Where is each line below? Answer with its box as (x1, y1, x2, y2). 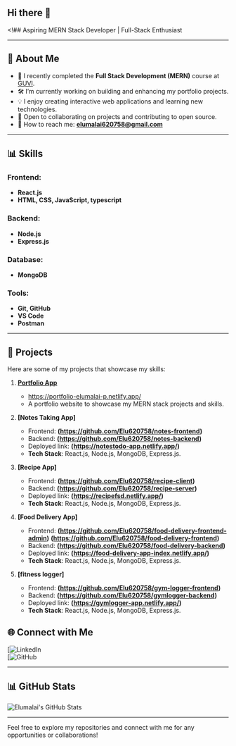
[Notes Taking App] (17, 414, 76, 422)
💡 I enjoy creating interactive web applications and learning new (17, 97, 204, 106)
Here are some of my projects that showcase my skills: (7, 365, 166, 373)
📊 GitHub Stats (7, 680, 76, 692)
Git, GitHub (17, 304, 51, 313)
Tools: (7, 288, 29, 298)
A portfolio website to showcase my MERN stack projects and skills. (27, 399, 225, 409)
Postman (17, 319, 44, 328)
